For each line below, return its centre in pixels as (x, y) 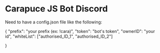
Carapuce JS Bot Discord (56, 9)
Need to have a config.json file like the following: (54, 22)
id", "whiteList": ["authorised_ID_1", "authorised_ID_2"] (59, 36)
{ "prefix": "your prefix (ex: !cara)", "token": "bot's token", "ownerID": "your (80, 31)
